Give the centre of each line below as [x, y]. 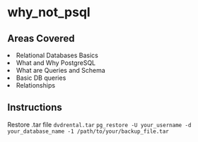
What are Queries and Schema [61, 70]
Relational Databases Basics [58, 55]
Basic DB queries [41, 78]
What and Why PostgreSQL [56, 63]
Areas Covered [41, 39]
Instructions [35, 108]
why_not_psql [49, 12]
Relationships [36, 85]
